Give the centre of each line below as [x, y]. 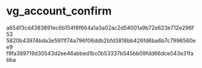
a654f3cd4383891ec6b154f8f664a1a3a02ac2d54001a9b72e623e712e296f [100, 28]
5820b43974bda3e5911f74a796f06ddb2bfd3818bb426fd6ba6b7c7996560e [101, 40]
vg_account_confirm [59, 11]
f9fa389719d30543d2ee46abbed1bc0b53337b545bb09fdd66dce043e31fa [100, 53]
